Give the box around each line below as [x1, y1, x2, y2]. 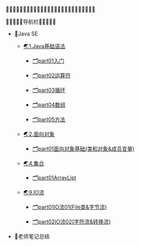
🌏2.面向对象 [23, 131, 55, 138]
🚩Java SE [14, 30, 38, 37]
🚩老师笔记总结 [14, 233, 50, 240]
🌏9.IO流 [23, 189, 44, 195]
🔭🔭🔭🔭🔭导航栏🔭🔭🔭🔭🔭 [5, 18, 56, 25]
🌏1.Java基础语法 [23, 43, 65, 49]
